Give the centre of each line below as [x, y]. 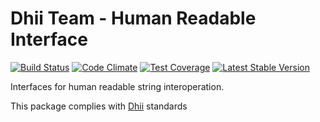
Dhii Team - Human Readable [133, 18]
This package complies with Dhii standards [99, 106]
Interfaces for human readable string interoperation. [117, 86]
